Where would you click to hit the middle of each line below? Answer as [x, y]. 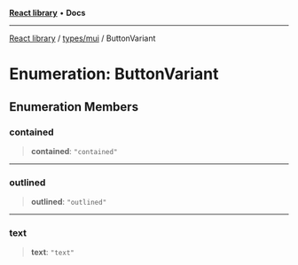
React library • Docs [47, 13]
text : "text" [53, 253]
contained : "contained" [74, 151]
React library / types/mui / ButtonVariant [82, 38]
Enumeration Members [74, 107]
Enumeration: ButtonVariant [114, 74]
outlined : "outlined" [69, 202]
